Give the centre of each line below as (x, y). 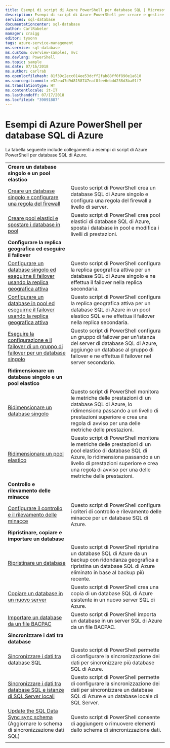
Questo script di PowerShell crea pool (115, 215)
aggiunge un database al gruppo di (112, 350)
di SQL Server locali (31, 696)
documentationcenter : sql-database (43, 24)
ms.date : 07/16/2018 (27, 67)
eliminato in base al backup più (107, 573)
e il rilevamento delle (32, 515)
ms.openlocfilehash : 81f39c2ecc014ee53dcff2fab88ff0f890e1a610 (73, 76)
